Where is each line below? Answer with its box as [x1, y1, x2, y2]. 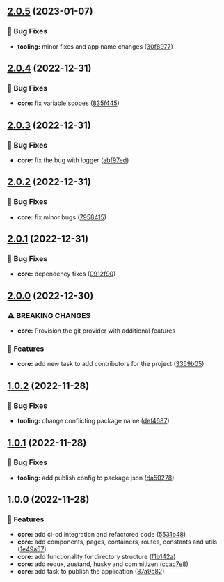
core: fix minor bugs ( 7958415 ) [17, 212, 106, 221]
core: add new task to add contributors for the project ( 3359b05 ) [17, 360, 205, 368]
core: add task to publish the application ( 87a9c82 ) [17, 567, 165, 576]
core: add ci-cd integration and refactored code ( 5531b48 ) [17, 530, 186, 539]
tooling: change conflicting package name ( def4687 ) [17, 417, 170, 425]
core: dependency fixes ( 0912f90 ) [17, 269, 116, 278]
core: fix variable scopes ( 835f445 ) [17, 99, 120, 107]
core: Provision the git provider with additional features [17, 327, 176, 335]
